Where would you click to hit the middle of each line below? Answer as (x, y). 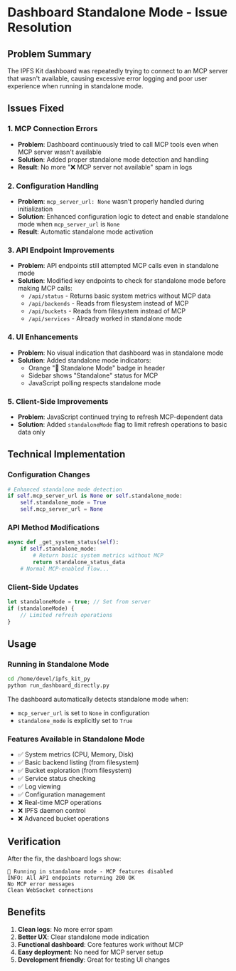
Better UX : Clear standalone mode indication (83, 937)
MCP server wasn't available (59, 152)
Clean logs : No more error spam (65, 929)
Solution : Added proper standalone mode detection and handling (113, 159)
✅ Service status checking (57, 779)
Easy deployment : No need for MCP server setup (90, 952)
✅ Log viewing (39, 786)
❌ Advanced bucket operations (63, 819)
